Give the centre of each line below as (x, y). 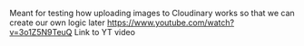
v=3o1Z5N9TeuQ (41, 32)
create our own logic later (58, 23)
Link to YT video (105, 32)
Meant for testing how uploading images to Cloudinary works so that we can (152, 13)
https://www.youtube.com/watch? (171, 23)
